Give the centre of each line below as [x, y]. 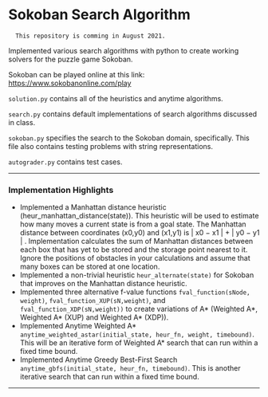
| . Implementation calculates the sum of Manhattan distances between [136, 242]
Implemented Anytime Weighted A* [78, 326]
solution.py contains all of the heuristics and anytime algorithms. [116, 98]
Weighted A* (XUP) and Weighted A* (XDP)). [94, 317]
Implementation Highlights [61, 190]
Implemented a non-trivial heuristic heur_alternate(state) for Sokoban [137, 275]
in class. [22, 122]
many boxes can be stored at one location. [90, 267]
